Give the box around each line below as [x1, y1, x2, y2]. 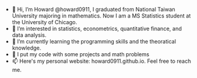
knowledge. [11, 44, 42, 51]
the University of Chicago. [11, 19, 77, 25]
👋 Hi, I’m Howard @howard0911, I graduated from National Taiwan [11, 6, 176, 13]
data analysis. [11, 31, 47, 39]
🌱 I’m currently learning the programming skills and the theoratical [11, 38, 177, 45]
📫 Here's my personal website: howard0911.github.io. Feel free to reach [11, 57, 192, 65]
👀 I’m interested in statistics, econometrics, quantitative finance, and [11, 25, 182, 32]
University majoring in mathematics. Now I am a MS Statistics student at [11, 12, 191, 19]
